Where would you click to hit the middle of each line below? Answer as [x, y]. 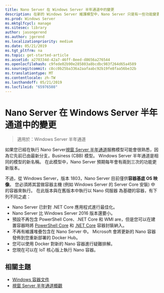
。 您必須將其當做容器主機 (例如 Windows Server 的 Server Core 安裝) [80, 184]
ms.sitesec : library [26, 28]
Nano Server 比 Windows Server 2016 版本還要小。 [64, 213]
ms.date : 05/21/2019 [26, 46]
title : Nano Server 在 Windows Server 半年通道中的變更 [60, 10]
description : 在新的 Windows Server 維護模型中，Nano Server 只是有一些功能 [79, 14]
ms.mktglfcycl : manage [28, 23]
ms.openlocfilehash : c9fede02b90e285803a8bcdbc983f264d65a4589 [71, 64]
